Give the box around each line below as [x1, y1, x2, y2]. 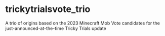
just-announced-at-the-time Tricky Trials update [5, 25, 106, 31]
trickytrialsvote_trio [5, 3, 91, 15]
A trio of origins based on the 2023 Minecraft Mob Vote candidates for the [5, 20, 160, 26]
